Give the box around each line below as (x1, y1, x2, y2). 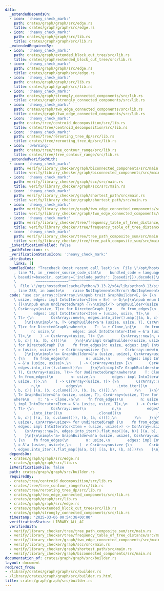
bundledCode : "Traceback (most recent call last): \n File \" (9, 265, 139, 271)
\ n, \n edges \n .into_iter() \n (14, 383, 147, 388)
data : (5, 7, 16, 12)
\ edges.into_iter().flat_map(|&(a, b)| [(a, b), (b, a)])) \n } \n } (14, 447, 161, 452)
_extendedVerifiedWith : (9, 157, 58, 161)
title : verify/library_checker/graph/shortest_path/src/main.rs (14, 197, 147, 202)
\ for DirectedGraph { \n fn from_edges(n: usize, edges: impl (14, 342, 150, 348)
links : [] (14, 261, 34, 266)
